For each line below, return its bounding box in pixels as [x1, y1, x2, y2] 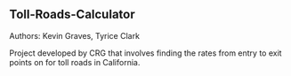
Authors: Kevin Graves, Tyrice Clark [9, 30, 141, 41]
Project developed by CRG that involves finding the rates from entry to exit [9, 48, 282, 58]
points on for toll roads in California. [9, 57, 141, 67]
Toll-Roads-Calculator [9, 7, 135, 22]
